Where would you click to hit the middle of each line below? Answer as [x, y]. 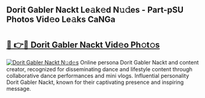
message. [19, 89]
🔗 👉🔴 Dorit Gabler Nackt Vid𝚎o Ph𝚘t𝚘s [83, 45]
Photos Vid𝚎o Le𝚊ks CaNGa [61, 20]
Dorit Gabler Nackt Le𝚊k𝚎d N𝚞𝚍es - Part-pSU [95, 10]
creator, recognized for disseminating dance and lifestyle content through [99, 69]
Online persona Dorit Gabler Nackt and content [140, 62]
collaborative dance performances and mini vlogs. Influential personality [98, 76]
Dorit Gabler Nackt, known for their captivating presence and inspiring [95, 82]
